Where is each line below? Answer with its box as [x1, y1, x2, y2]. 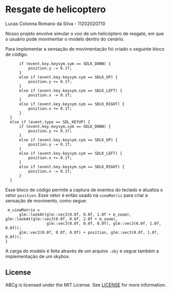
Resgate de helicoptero [5, 4, 106, 15]
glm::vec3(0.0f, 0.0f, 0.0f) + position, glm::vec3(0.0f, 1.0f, [18, 229, 159, 235]
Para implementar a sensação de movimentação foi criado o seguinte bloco [5, 46, 165, 52]
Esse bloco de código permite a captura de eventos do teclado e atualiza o [5, 186, 163, 193]
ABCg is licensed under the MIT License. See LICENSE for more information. [5, 282, 166, 288]
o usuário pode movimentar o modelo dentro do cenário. [5, 36, 124, 42]
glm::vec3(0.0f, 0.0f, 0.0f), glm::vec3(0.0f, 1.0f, [46, 221, 161, 226]
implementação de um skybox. [5, 253, 70, 259]
